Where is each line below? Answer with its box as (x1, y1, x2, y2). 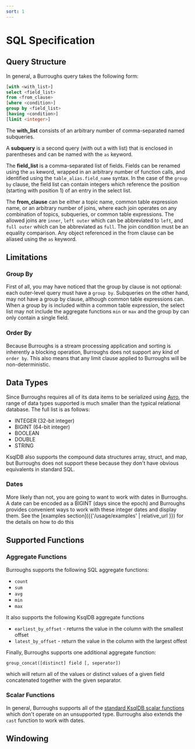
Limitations (6, 253, 48, 263)
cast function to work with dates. (6, 717, 86, 724)
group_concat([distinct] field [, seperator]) (6, 660, 121, 666)
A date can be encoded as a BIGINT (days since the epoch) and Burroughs (6, 499, 185, 506)
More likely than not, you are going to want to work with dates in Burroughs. (6, 493, 188, 501)
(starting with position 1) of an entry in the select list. (6, 187, 132, 194)
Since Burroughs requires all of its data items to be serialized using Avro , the (6, 393, 189, 401)
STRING (14, 442, 34, 449)
